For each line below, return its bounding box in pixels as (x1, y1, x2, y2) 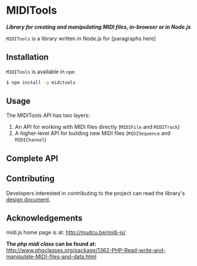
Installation (6, 52, 49, 63)
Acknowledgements (6, 213, 83, 224)
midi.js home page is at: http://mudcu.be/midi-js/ (6, 229, 126, 236)
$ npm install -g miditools (6, 79, 76, 85)
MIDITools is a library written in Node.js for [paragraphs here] (6, 35, 157, 42)
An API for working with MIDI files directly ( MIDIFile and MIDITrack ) (14, 123, 180, 131)
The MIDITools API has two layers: (6, 112, 90, 119)
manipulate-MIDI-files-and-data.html (6, 253, 97, 260)
